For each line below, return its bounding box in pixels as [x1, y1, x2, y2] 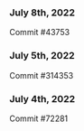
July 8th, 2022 [9, 6, 75, 19]
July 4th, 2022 [9, 92, 76, 105]
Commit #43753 [9, 27, 70, 38]
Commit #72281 [9, 113, 69, 124]
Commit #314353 [9, 70, 74, 80]
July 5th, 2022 [9, 50, 75, 62]
